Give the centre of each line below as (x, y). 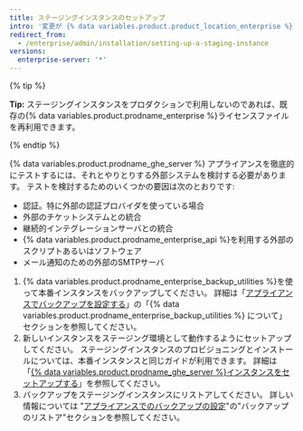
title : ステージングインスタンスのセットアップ (87, 18)
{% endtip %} (35, 145)
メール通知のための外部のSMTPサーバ (93, 262)
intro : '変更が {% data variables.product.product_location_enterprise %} (151, 26)
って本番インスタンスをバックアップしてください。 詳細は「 (134, 292)
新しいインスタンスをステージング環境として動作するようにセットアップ (157, 338)
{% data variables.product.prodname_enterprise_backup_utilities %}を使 (158, 281)
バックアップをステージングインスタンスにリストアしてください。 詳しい (158, 394)
